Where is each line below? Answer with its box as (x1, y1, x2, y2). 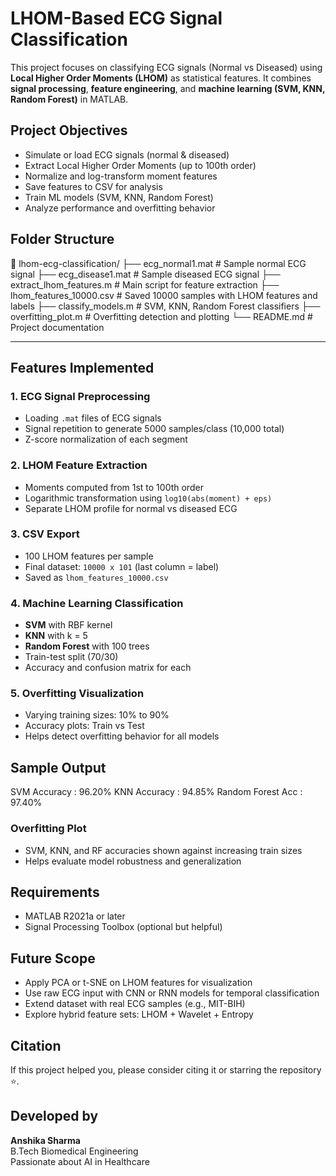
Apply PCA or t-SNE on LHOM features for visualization (24, 977, 253, 989)
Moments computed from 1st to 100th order (24, 481, 204, 493)
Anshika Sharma (10, 1134, 81, 1146)
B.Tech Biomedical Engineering (10, 1145, 139, 1157)
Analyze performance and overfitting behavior (24, 202, 216, 214)
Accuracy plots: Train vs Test (24, 720, 145, 732)
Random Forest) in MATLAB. (10, 93, 129, 105)
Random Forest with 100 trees (24, 640, 150, 652)
